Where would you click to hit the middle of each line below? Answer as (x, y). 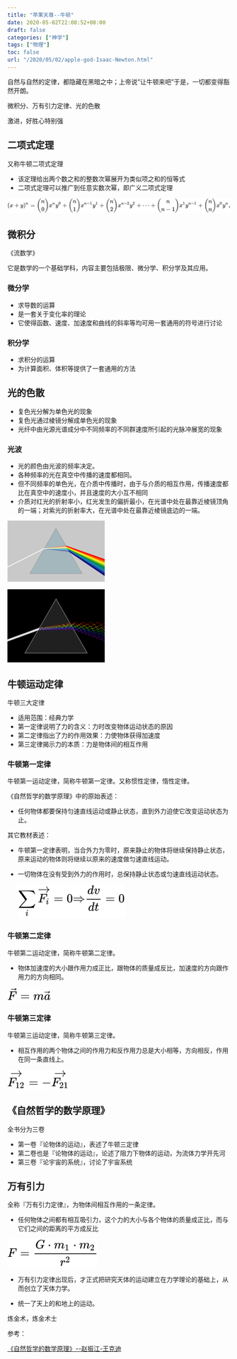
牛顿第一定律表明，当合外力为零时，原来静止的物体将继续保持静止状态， (123, 850)
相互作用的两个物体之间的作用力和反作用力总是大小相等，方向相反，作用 (123, 1050)
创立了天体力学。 (49, 1288)
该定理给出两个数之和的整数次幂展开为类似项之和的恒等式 (101, 179)
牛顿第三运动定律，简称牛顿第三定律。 (63, 1035)
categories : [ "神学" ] (38, 38)
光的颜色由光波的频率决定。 (58, 466)
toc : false (23, 52)
